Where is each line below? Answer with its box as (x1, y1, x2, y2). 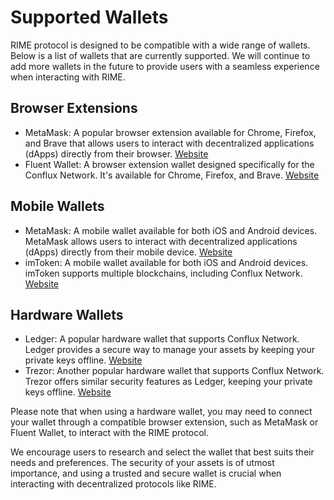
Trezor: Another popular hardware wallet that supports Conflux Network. (24, 365, 325, 377)
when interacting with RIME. (10, 71, 126, 83)
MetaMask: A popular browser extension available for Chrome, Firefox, (24, 126, 317, 138)
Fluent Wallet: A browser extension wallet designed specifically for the (24, 158, 315, 170)
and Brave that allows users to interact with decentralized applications (24, 137, 315, 149)
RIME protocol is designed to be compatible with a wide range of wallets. (10, 39, 311, 51)
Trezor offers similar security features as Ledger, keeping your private (24, 376, 313, 388)
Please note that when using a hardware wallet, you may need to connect (10, 406, 313, 418)
